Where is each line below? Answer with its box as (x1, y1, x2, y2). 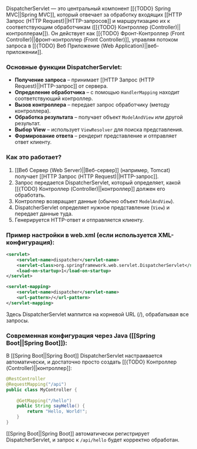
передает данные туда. (14, 210, 73, 217)
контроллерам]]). (6, 30, 50, 37)
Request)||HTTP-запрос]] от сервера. (14, 83, 108, 90)
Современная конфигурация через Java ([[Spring (6, 331, 155, 340)
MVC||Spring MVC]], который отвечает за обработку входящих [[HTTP (6, 11, 182, 18)
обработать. (14, 191, 46, 198)
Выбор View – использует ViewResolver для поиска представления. (14, 126, 184, 133)
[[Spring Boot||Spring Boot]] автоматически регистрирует (6, 430, 150, 437)
